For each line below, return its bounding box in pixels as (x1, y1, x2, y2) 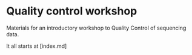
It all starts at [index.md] (6, 42, 67, 50)
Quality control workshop (6, 4, 137, 18)
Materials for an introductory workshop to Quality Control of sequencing (6, 24, 187, 31)
